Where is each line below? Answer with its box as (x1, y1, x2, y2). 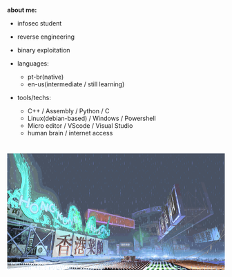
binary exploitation (17, 46, 70, 54)
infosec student (17, 19, 62, 27)
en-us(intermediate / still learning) (27, 80, 125, 88)
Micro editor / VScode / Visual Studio (27, 122, 133, 130)
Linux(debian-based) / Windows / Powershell (27, 114, 157, 122)
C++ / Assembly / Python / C (27, 107, 110, 115)
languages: (17, 59, 50, 68)
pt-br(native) (27, 73, 64, 81)
